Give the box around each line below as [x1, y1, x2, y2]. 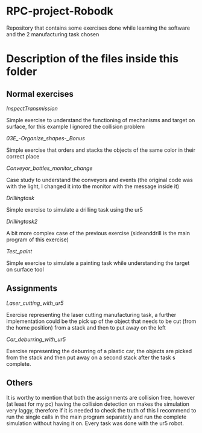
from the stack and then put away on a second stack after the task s [6, 354, 176, 361]
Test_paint [6, 247, 33, 255]
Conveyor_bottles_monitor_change [6, 164, 93, 172]
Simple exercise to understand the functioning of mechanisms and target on [6, 116, 195, 123]
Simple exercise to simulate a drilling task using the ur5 [6, 206, 144, 213]
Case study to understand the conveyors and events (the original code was [6, 176, 193, 183]
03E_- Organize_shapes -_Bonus [6, 134, 86, 142]
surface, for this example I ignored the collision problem [6, 123, 145, 130]
